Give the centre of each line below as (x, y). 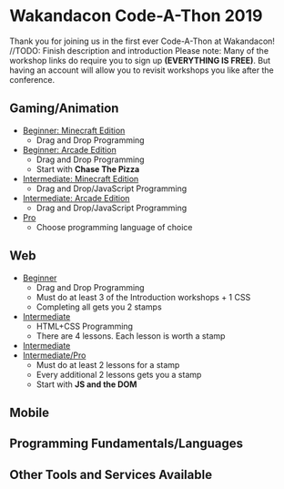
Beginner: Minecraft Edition (74, 130)
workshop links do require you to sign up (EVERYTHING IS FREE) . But (140, 60)
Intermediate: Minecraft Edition (81, 178)
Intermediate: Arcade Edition (76, 198)
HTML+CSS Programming (85, 326)
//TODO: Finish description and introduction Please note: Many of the (139, 50)
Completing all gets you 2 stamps (99, 307)
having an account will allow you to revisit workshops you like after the (142, 70)
